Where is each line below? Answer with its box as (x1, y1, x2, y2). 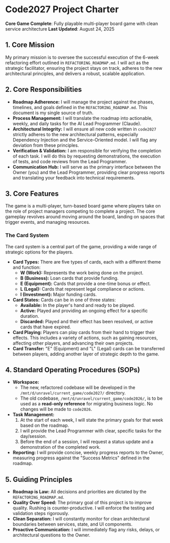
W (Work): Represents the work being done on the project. (20, 269, 144, 276)
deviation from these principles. (12, 142, 79, 148)
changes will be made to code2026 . (20, 406, 92, 412)
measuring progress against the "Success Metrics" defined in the (12, 455, 150, 461)
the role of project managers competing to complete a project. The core (5, 208, 156, 215)
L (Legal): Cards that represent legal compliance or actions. (20, 286, 145, 292)
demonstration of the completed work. (20, 444, 101, 450)
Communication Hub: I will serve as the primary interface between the (12, 164, 161, 170)
